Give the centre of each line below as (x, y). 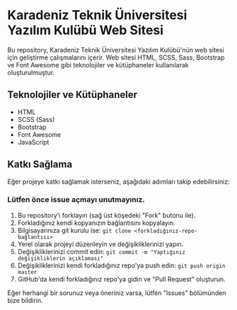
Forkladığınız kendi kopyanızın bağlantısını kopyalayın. (96, 223)
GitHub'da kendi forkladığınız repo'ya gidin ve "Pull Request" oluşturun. (121, 279)
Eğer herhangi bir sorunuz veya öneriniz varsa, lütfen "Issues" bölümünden (117, 293)
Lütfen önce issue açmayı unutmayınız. (76, 200)
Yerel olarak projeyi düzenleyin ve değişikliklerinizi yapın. (100, 244)
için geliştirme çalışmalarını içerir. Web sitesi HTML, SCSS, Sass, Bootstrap (116, 57)
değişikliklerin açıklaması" (60, 258)
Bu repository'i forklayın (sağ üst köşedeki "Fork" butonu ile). (106, 215)
